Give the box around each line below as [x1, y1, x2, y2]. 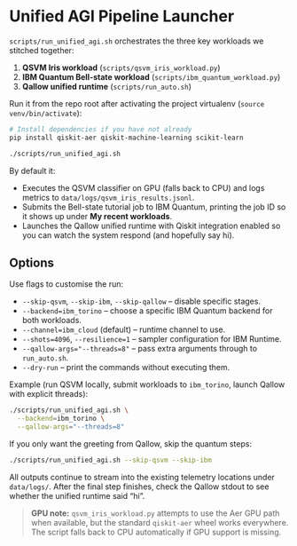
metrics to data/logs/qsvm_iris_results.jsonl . [21, 192, 195, 202]
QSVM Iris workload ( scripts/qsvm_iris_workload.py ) [21, 62, 221, 73]
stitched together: [9, 44, 74, 55]
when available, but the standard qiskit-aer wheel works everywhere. [30, 517, 289, 527]
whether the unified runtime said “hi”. [9, 490, 145, 501]
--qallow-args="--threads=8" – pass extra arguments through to [21, 344, 258, 354]
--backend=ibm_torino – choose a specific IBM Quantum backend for [21, 305, 273, 316]
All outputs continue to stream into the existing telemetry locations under [9, 471, 275, 482]
